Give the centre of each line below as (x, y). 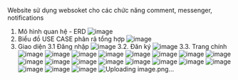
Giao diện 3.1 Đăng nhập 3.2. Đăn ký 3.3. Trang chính (122, 46)
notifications (26, 18)
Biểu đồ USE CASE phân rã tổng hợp (71, 39)
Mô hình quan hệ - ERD (52, 32)
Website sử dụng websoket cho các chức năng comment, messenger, (110, 10)
